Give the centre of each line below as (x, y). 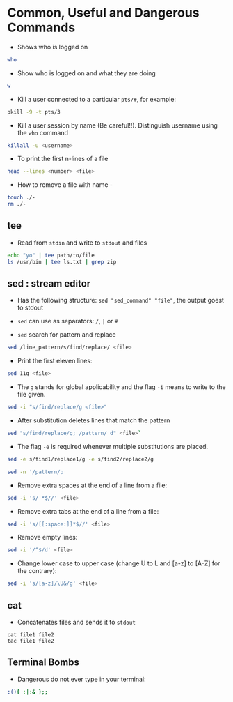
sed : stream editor (49, 284)
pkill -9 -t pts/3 (34, 112)
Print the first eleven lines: (55, 361)
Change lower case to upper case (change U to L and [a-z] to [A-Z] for (119, 563)
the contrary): (37, 571)
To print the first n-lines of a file (63, 159)
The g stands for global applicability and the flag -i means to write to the (121, 387)
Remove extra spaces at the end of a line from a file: (92, 485)
